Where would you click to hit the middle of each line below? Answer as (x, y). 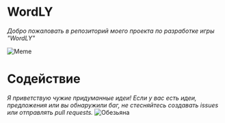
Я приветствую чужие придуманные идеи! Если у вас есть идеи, (102, 98)
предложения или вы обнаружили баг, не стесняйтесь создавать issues (113, 105)
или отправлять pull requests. (50, 112)
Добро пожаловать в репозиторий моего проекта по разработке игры (111, 31)
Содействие (44, 79)
